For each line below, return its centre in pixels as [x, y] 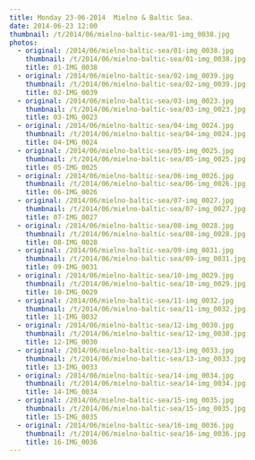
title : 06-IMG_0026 [62, 192]
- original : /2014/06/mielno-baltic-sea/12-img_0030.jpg [126, 326]
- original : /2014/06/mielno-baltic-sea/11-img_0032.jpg [126, 301]
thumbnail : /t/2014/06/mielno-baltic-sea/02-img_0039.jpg [136, 84]
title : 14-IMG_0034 [62, 392]
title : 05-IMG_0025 [62, 167]
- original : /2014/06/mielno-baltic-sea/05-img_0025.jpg [126, 150]
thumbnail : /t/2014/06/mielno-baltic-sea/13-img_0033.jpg [136, 359]
